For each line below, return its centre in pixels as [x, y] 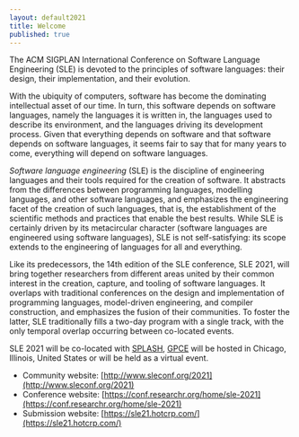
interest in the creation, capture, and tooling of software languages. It [137, 284]
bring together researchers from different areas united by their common [142, 274]
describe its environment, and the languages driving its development [136, 125]
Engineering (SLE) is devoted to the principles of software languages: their [147, 69]
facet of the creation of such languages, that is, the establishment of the [143, 209]
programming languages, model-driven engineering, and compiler [132, 302]
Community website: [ [63, 376]
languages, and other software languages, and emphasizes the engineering [149, 199]
